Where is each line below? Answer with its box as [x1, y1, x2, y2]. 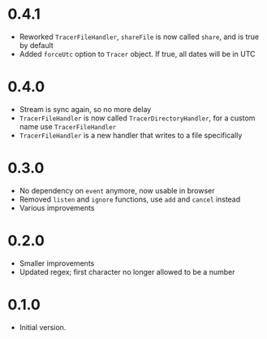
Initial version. [19, 322, 67, 332]
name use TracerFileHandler [19, 121, 117, 131]
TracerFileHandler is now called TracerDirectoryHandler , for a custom [19, 113, 256, 123]
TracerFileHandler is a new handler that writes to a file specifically [19, 130, 243, 140]
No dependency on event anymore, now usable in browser [19, 185, 215, 195]
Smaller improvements [19, 258, 95, 268]
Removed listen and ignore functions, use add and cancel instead [19, 194, 241, 204]
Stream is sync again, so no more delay [19, 104, 152, 114]
